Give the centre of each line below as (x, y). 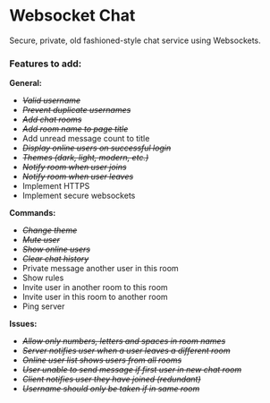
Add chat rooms (52, 120)
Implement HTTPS (56, 186)
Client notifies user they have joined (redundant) (111, 379)
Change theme (50, 230)
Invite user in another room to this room (95, 287)
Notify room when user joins (74, 167)
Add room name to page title (75, 129)
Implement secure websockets (79, 196)
